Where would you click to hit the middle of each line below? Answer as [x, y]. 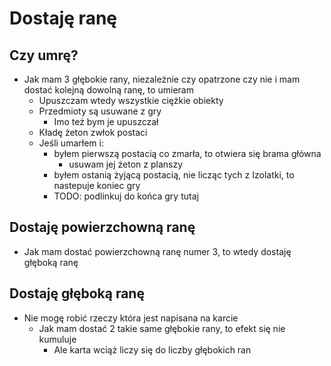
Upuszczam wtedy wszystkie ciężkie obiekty [131, 100]
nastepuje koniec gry [97, 185]
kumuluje [57, 339]
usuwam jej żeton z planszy [126, 164]
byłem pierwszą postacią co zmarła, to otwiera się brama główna [187, 153]
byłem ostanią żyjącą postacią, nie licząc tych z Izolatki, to [174, 175]
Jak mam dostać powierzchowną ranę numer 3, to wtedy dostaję [157, 251]
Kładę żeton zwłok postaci [93, 132]
